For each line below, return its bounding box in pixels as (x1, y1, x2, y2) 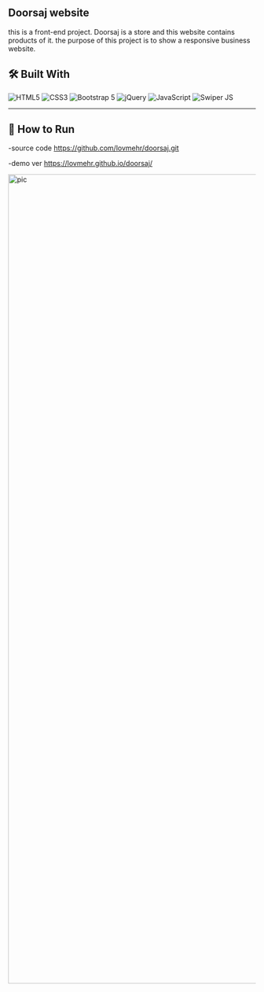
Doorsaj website (8, 6, 90, 20)
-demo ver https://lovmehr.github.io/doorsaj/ (8, 159, 153, 168)
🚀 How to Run (8, 123, 75, 136)
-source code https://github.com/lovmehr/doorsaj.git (8, 143, 179, 153)
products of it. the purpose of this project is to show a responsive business (8, 35, 251, 45)
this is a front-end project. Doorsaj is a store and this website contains (8, 27, 236, 36)
